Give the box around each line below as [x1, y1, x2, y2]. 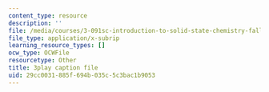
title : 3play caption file [8, 64, 98, 72]
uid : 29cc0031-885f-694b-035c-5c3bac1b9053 [8, 71, 156, 79]
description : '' [8, 19, 62, 27]
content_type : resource [8, 11, 88, 20]
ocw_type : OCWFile [8, 49, 70, 57]
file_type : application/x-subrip [8, 34, 120, 42]
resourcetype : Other [8, 57, 78, 65]
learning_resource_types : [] [8, 42, 106, 50]
